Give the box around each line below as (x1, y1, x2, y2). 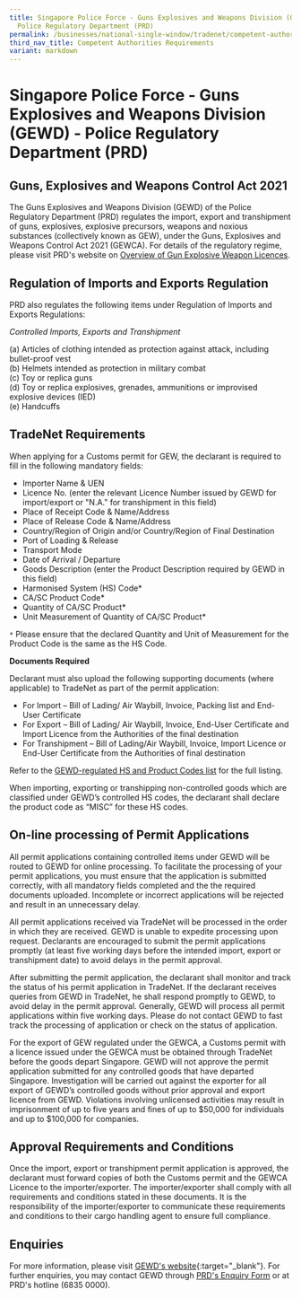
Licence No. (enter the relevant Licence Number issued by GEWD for (21, 487, 277, 498)
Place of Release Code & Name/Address (21, 515, 172, 526)
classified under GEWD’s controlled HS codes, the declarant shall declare (9, 792, 280, 802)
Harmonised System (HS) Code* (21, 583, 142, 593)
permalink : (9, 30, 50, 39)
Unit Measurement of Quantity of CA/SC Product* (21, 611, 206, 622)
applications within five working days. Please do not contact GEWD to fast (9, 1010, 283, 1021)
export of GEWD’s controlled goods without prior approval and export (9, 1084, 266, 1095)
